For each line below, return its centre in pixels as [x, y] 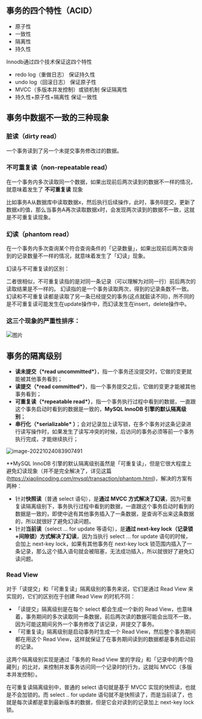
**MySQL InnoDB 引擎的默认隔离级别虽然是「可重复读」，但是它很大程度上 [99, 464]
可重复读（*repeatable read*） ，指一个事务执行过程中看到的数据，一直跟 [105, 402]
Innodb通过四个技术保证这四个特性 [49, 61]
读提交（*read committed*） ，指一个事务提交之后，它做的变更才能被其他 [105, 387]
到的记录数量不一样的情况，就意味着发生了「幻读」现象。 [77, 256]
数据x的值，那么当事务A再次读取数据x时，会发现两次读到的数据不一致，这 [98, 210]
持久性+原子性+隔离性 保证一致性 [56, 97]
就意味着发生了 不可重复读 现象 [44, 189]
